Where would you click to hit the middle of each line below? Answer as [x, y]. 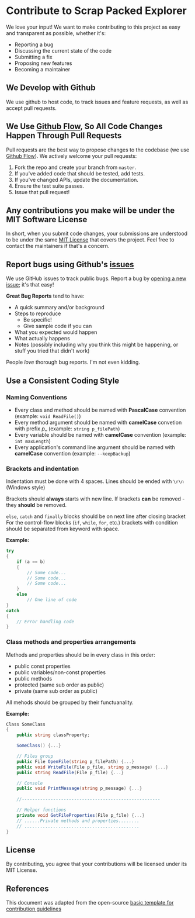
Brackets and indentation [43, 468]
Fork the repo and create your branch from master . [75, 167]
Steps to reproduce [38, 313]
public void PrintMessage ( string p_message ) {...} [79, 788]
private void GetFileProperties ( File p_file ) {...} [81, 815]
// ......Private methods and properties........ [78, 821]
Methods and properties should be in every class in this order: [81, 655]
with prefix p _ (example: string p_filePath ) [67, 429]
